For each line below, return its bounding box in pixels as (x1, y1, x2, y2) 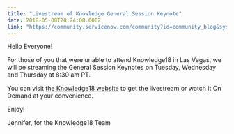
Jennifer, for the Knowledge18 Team (7, 119, 111, 127)
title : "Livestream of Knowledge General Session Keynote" (7, 10, 182, 17)
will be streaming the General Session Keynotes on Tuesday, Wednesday (7, 64, 217, 72)
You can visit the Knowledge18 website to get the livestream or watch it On (7, 84, 221, 93)
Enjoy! (7, 105, 26, 114)
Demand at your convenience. (7, 91, 94, 100)
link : (7, 23, 23, 30)
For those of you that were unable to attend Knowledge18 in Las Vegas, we (7, 56, 221, 64)
